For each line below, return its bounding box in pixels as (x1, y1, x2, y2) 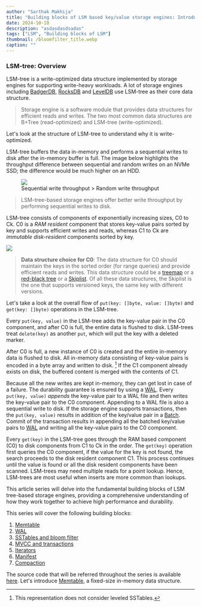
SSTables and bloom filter (14, 534, 79, 541)
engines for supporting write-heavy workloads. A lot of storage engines (6, 82, 183, 89)
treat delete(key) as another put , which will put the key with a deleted (6, 330, 178, 338)
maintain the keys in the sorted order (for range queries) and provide (20, 262, 190, 269)
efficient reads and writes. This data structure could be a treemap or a (20, 269, 194, 276)
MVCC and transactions (14, 540, 74, 547)
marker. (6, 336, 25, 344)
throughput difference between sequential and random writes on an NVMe (6, 161, 190, 168)
